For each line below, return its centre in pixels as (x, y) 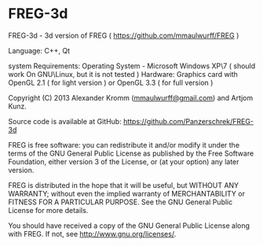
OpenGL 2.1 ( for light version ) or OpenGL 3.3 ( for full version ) (111, 83)
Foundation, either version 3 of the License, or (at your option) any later (124, 161)
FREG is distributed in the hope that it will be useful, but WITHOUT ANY (124, 185)
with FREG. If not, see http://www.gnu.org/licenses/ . (92, 233)
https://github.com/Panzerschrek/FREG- (188, 121)
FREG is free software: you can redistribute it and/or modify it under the (124, 145)
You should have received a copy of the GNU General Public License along (129, 226)
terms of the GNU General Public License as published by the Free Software (131, 153)
